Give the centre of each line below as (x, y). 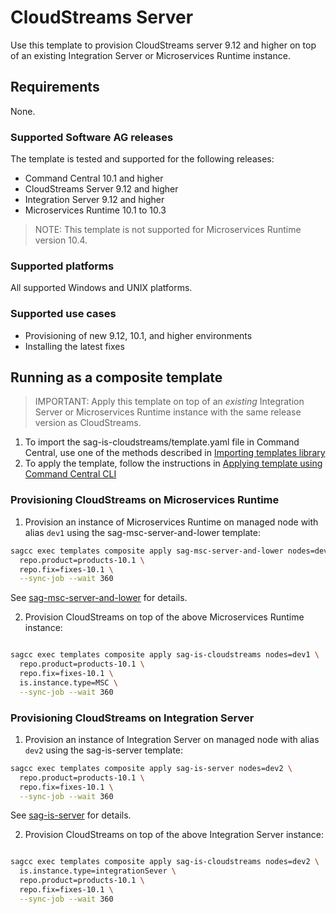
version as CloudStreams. (88, 423)
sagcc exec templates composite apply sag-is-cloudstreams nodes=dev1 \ (165, 655)
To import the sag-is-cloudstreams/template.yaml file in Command (162, 442)
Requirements (55, 87)
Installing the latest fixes (74, 346)
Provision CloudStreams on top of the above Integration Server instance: (174, 835)
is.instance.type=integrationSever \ (98, 871)
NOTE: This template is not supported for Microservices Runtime (168, 230)
